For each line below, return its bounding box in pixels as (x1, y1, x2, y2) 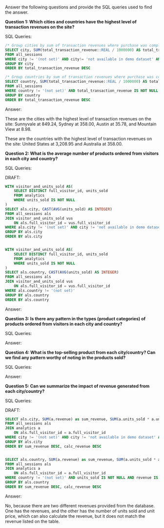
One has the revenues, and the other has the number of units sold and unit (5, 508, 155, 514)
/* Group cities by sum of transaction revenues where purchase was (5, 43, 147, 48)
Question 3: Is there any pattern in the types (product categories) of (5, 315, 146, 321)
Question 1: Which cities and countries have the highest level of (5, 19, 137, 24)
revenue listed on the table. (5, 518, 60, 524)
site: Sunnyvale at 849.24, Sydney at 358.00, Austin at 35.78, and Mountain (5, 121, 157, 127)
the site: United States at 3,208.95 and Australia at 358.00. (5, 141, 123, 146)
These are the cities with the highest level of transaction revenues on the (5, 116, 152, 121)
